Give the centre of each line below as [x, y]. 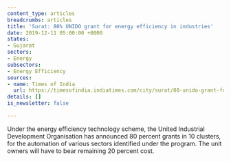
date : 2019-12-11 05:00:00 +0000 [55, 33]
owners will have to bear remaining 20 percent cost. [81, 151]
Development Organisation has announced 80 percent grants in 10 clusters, [114, 136]
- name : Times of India [41, 84]
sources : [20, 78]
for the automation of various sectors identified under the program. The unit [114, 143]
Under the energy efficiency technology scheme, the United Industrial [106, 129]
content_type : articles [41, 13]
